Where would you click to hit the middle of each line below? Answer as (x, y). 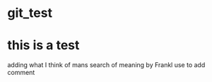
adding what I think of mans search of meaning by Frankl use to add (106, 65)
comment (21, 73)
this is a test (43, 46)
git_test (30, 13)
